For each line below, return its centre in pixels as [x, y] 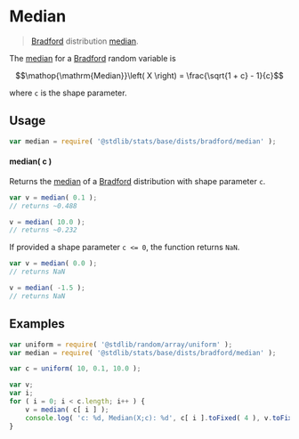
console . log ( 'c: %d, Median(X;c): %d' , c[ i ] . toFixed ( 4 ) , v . [149, 418]
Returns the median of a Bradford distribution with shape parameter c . [137, 181]
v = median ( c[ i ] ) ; [67, 410]
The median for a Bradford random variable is [93, 58]
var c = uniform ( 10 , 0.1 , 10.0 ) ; [75, 369]
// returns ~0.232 [43, 230]
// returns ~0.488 [43, 206]
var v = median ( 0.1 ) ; [53, 198]
